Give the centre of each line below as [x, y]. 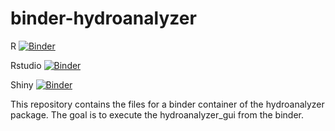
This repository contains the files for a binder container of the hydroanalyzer [167, 104]
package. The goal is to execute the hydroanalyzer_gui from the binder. [157, 114]
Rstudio [26, 65]
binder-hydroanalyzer [103, 18]
